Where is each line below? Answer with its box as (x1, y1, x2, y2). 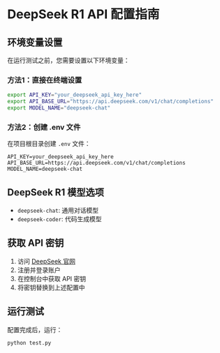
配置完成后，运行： (7, 325, 63, 333)
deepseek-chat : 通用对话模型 (17, 206, 99, 215)
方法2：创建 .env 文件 (7, 122, 81, 132)
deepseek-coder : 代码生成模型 (17, 215, 103, 223)
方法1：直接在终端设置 (7, 75, 82, 84)
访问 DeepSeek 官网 (17, 257, 75, 265)
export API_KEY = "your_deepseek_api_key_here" (7, 91, 142, 98)
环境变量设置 (7, 36, 63, 48)
